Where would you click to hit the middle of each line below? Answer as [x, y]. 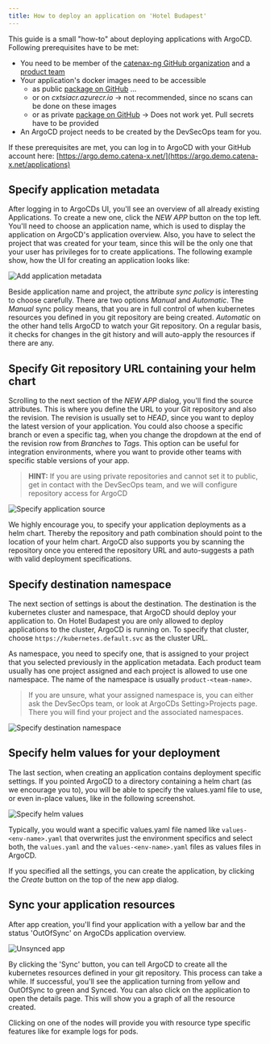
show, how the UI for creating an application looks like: [99, 261]
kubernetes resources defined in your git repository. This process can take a [135, 972]
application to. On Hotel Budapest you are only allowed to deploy [116, 621]
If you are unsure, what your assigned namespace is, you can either [141, 695]
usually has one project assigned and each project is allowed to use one [128, 671]
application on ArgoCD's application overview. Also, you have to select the [132, 235]
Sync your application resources [92, 905]
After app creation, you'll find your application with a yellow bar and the [127, 924]
